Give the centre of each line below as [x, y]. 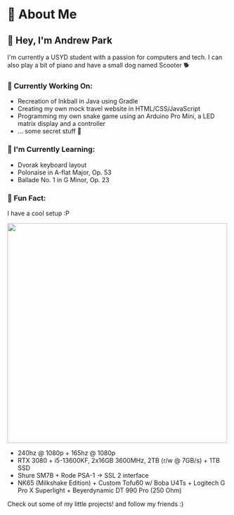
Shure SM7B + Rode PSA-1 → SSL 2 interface [83, 475]
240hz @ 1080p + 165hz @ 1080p [66, 452]
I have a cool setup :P [39, 213]
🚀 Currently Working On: [50, 86]
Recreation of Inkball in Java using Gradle [78, 101]
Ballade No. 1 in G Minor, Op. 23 [64, 179]
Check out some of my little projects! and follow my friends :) [96, 504]
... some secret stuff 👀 [50, 131]
